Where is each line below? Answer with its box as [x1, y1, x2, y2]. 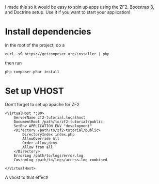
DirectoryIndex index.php [22, 132, 75, 137]
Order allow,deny [22, 140, 57, 145]
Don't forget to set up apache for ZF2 [5, 101, 80, 107]
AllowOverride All [22, 136, 60, 141]
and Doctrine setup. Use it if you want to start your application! [5, 9, 131, 15]
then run [5, 60, 22, 66]
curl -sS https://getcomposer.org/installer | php [5, 51, 110, 56]
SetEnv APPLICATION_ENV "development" [14, 123, 92, 128]
